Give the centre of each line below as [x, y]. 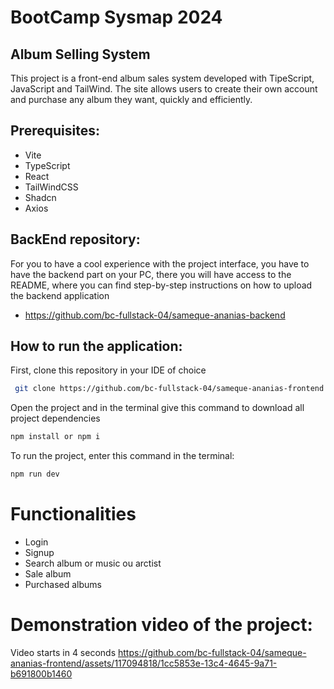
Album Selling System [80, 54]
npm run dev [35, 474]
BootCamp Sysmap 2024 [116, 17]
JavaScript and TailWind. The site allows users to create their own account [164, 89]
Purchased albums [63, 584]
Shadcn [40, 197]
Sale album [48, 574]
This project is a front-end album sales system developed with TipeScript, [162, 78]
